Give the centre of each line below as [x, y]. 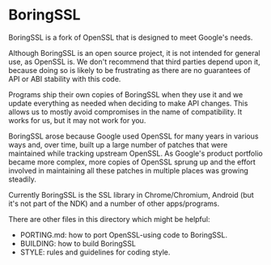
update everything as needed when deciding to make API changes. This [128, 103]
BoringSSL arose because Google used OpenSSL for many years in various [133, 136]
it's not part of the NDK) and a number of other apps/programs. [114, 203]
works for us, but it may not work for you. [77, 120]
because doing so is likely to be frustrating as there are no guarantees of [129, 70]
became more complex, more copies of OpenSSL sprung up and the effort [132, 162]
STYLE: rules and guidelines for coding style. [95, 252]
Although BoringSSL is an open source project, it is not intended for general [134, 53]
